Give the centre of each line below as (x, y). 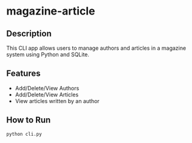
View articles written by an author (57, 101)
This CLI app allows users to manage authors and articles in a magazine (96, 48)
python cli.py (24, 134)
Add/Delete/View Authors (47, 88)
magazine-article (51, 11)
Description (29, 34)
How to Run (29, 120)
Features (23, 74)
